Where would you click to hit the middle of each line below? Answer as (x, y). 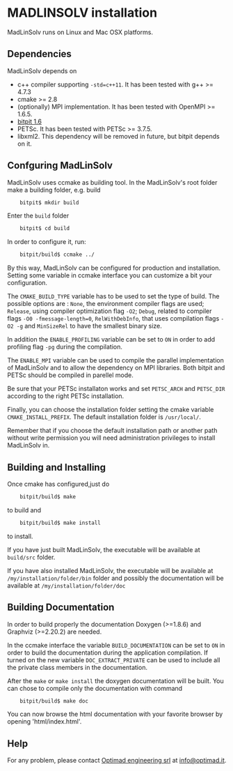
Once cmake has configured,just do (58, 484)
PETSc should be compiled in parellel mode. (70, 375)
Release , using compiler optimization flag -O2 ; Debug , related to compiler (110, 311)
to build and (24, 510)
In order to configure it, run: (47, 242)
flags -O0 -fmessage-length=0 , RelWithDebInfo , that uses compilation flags (113, 319)
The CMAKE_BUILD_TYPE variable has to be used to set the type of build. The (113, 296)
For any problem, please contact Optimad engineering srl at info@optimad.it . (117, 761)
